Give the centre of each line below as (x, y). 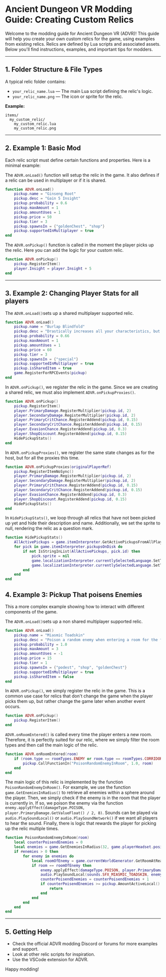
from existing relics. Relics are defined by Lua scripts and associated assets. (83, 44)
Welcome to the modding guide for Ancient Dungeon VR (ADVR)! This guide (82, 33)
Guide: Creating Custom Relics (69, 20)
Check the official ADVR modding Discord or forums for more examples (85, 944)
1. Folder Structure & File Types (54, 70)
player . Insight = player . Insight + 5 (53, 268)
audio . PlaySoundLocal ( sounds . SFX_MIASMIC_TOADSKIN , (95, 875)
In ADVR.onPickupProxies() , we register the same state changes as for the (80, 452)
